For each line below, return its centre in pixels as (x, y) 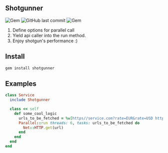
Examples (21, 84)
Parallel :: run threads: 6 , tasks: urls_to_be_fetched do (79, 123)
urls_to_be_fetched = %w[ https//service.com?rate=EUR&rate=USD (86, 118)
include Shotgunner (30, 100)
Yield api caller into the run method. (49, 35)
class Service (20, 95)
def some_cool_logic (35, 113)
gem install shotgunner (30, 68)
